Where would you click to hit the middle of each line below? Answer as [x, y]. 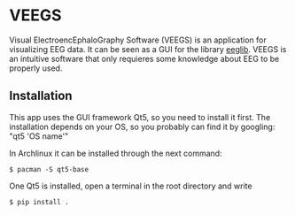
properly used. [36, 68]
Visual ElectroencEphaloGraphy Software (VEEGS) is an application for [138, 40]
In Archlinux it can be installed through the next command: [116, 153]
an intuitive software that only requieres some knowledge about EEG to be [144, 58]
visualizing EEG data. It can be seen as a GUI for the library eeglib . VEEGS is [148, 49]
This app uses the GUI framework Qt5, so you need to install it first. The [140, 117]
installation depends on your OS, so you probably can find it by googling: [142, 127]
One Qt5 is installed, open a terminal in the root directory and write [131, 186]
